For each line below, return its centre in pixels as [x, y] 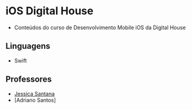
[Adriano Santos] [35, 100]
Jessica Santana [34, 94]
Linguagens [28, 46]
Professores [29, 80]
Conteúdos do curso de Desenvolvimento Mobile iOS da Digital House [100, 27]
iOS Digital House [49, 11]
